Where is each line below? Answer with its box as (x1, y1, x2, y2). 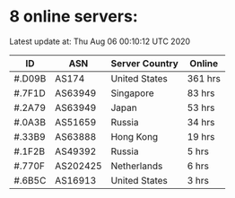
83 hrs (187, 87, 215, 99)
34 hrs (187, 116, 215, 128)
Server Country (110, 56, 179, 69)
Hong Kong (110, 130, 159, 142)
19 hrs (187, 130, 215, 142)
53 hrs (187, 101, 215, 114)
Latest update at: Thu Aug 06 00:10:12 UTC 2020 (9, 36, 191, 47)
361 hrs (187, 72, 222, 84)
